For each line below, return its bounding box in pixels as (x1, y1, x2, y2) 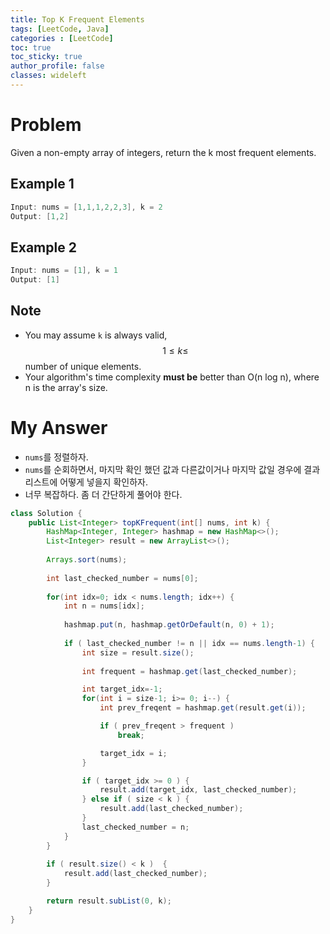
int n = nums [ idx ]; (63, 601, 145, 611)
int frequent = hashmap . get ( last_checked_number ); (81, 666, 298, 676)
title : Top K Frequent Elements (10, 14, 145, 25)
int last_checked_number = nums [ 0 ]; (46, 573, 199, 583)
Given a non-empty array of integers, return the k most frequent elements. (10, 146, 317, 158)
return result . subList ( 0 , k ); (46, 896, 172, 906)
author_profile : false (10, 61, 105, 71)
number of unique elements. (24, 360, 142, 372)
